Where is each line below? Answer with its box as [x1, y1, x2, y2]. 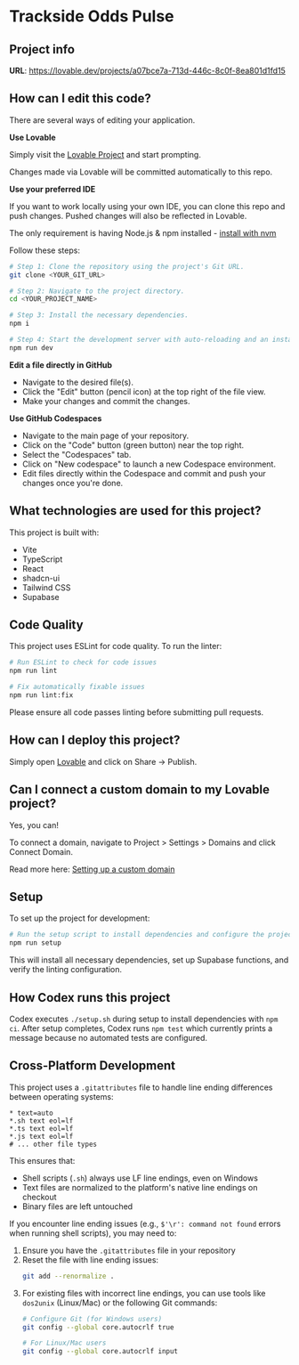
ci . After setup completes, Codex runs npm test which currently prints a [9, 1022, 273, 1034]
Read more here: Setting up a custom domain [9, 864, 175, 874]
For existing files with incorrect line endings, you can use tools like [21, 1288, 266, 1298]
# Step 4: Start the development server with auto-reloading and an [9, 336, 269, 345]
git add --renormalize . [21, 1272, 115, 1280]
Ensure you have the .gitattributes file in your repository [21, 1245, 236, 1255]
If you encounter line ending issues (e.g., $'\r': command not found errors [9, 1218, 281, 1229]
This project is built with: [9, 527, 100, 538]
